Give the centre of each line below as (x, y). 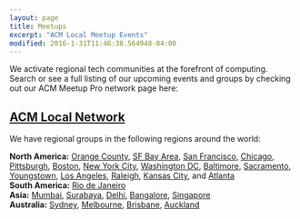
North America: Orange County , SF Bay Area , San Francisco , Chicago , (142, 156)
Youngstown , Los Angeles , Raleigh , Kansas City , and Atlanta (122, 176)
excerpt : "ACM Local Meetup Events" (79, 35)
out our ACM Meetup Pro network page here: (94, 88)
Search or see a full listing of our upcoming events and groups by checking (150, 79)
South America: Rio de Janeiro (68, 185)
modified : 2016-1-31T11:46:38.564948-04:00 (93, 43)
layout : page (34, 18)
